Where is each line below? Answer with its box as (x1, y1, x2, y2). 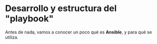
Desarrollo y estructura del (5, 3, 117, 14)
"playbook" (5, 13, 54, 24)
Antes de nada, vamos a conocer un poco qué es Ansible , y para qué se (5, 29, 152, 35)
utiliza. (5, 34, 19, 40)
